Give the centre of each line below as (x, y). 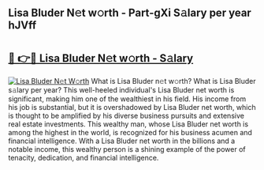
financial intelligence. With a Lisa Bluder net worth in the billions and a (122, 141)
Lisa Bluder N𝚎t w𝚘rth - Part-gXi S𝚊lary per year (130, 13)
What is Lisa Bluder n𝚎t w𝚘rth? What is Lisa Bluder (173, 81)
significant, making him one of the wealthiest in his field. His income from (127, 99)
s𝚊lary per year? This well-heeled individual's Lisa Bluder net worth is (121, 90)
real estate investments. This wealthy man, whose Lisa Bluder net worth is (128, 124)
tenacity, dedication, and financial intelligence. (84, 158)
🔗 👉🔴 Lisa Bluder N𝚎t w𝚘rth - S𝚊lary (101, 58)
